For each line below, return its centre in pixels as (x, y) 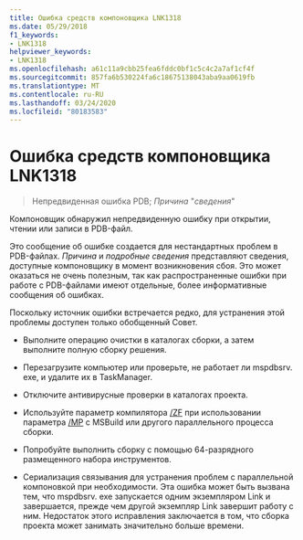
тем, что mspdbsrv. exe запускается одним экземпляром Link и (146, 497)
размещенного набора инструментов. (97, 460)
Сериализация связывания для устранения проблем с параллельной (158, 477)
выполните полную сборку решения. (94, 350)
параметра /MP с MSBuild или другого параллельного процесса (148, 422)
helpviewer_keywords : (51, 52)
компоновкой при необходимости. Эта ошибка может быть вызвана (156, 487)
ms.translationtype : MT (55, 86)
